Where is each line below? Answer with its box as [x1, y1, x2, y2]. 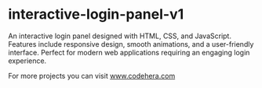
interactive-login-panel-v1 [8, 5, 184, 23]
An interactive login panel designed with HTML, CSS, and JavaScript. [8, 31, 231, 40]
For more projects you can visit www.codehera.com [8, 71, 176, 80]
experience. [8, 56, 47, 65]
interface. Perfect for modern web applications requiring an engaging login [8, 48, 250, 57]
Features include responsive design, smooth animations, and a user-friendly [8, 39, 254, 48]
